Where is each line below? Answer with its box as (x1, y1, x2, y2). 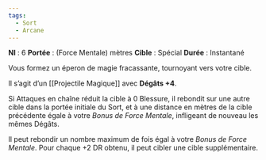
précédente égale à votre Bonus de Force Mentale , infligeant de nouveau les (8, 111, 259, 120)
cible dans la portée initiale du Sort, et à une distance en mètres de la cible (8, 102, 253, 112)
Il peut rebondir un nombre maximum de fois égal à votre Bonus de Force (8, 135, 248, 144)
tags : (8, 11, 26, 20)
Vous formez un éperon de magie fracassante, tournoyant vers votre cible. (8, 63, 253, 73)
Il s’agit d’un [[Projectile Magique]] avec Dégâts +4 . (8, 78, 177, 88)
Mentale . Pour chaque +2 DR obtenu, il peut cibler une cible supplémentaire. (8, 143, 258, 153)
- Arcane (15, 26, 44, 34)
